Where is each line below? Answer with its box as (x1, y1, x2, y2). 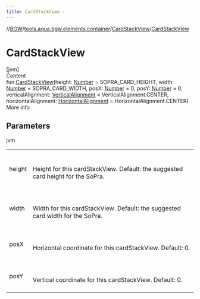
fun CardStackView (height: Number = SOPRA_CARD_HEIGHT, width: (6, 78, 174, 85)
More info (6, 104, 30, 111)
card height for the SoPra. (32, 172, 105, 180)
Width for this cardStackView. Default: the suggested (32, 204, 182, 213)
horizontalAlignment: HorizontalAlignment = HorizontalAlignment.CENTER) (6, 97, 189, 104)
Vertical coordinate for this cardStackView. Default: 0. (32, 276, 183, 284)
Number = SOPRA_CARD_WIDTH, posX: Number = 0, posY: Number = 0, (6, 85, 183, 92)
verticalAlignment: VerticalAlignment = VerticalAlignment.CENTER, (6, 91, 169, 98)
